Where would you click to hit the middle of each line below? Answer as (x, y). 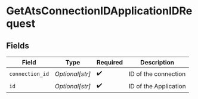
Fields (18, 46)
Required (110, 62)
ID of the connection (157, 74)
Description (157, 62)
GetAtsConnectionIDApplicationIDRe (99, 11)
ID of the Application (157, 86)
